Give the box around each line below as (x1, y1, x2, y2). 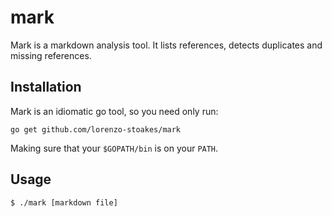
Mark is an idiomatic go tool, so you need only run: (10, 105, 219, 117)
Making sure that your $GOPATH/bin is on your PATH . (10, 142, 219, 154)
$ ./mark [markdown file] (10, 197, 118, 208)
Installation (10, 79, 82, 96)
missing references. (10, 49, 92, 61)
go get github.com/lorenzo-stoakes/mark (10, 124, 182, 135)
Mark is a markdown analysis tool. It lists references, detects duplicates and (10, 39, 323, 51)
